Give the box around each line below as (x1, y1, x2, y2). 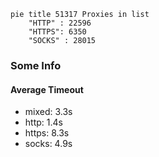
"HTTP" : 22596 (28, 18, 92, 28)
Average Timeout (10, 83, 84, 95)
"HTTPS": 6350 (28, 27, 87, 37)
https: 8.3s (24, 127, 70, 139)
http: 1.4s (24, 116, 63, 129)
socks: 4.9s (24, 138, 73, 150)
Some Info (10, 58, 62, 72)
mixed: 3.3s (24, 106, 73, 118)
